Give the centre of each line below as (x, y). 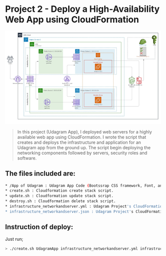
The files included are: (40, 174)
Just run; (14, 239)
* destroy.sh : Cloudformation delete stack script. (61, 201)
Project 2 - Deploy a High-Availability (82, 9)
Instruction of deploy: (39, 227)
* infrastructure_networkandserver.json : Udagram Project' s (69, 212)
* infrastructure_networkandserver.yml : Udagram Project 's (68, 207)
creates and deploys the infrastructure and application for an (79, 142)
